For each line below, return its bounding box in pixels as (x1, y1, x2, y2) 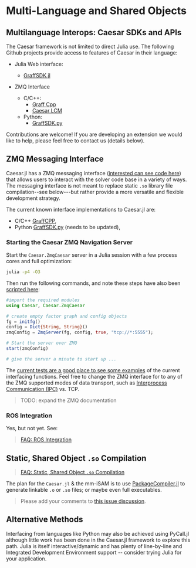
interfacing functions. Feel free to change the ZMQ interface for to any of (6, 373, 183, 380)
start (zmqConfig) (6, 346, 49, 352)
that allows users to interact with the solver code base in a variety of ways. (6, 176, 187, 183)
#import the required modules (6, 297, 80, 303)
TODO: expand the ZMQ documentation (20, 397, 117, 404)
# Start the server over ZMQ (6, 340, 77, 346)
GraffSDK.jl (23, 72, 51, 79)
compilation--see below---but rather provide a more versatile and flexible (6, 188, 184, 195)
